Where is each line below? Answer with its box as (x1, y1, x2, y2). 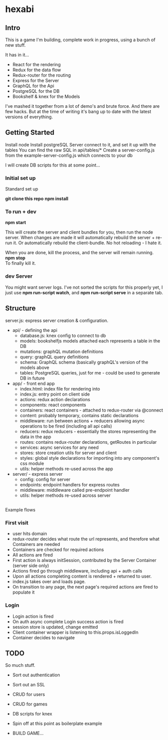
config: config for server (20, 476, 71, 482)
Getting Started (5, 128, 55, 137)
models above (20, 364, 50, 371)
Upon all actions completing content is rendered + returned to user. (12, 573, 152, 580)
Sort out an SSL (12, 682, 45, 688)
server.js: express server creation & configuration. (5, 317, 109, 323)
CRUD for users (12, 691, 45, 697)
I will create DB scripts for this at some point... (5, 162, 100, 168)
